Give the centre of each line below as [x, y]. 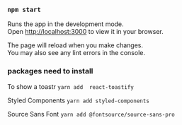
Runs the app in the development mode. [66, 24]
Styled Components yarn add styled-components [79, 100]
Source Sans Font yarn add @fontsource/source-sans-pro [91, 114]
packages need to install [50, 71]
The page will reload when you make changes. [75, 45]
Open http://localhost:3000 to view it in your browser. [86, 32]
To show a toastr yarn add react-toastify [71, 86]
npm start [24, 10]
